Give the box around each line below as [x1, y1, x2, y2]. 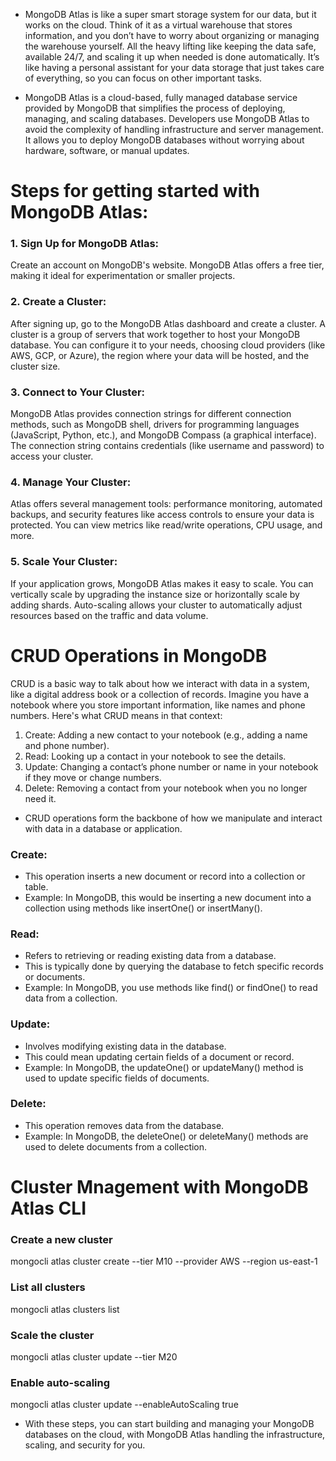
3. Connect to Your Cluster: [10, 385, 146, 399]
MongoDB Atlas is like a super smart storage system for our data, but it [24, 9, 317, 20]
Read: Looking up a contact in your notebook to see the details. [24, 750, 287, 762]
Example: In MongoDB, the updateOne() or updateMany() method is [24, 1061, 304, 1073]
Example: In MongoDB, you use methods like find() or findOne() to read [24, 982, 318, 994]
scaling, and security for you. [24, 1439, 146, 1451]
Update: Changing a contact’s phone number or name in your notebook [24, 760, 319, 773]
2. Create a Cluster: [10, 295, 107, 309]
